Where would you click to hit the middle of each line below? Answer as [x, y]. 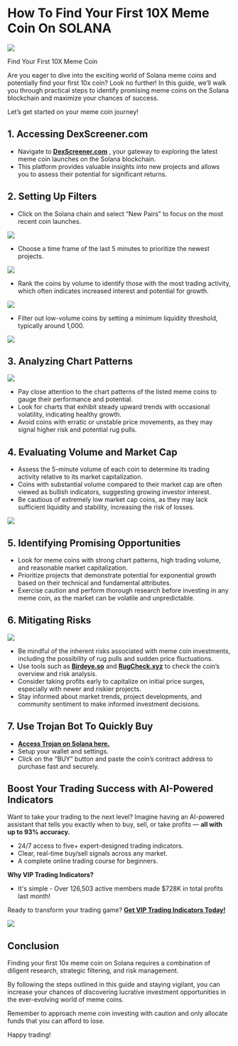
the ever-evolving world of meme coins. [66, 1000]
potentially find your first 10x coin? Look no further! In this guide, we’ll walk [117, 83]
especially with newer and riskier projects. [80, 689]
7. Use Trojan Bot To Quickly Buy [80, 726]
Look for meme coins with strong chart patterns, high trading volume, [119, 560]
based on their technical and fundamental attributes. [94, 583]
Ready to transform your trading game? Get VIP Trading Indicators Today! [117, 910]
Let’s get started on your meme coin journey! [73, 111]
